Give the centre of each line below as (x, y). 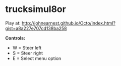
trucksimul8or (36, 9)
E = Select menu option (37, 58)
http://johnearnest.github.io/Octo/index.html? (69, 23)
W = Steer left (27, 47)
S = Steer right (28, 53)
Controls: (15, 38)
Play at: (13, 23)
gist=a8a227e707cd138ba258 (36, 28)
